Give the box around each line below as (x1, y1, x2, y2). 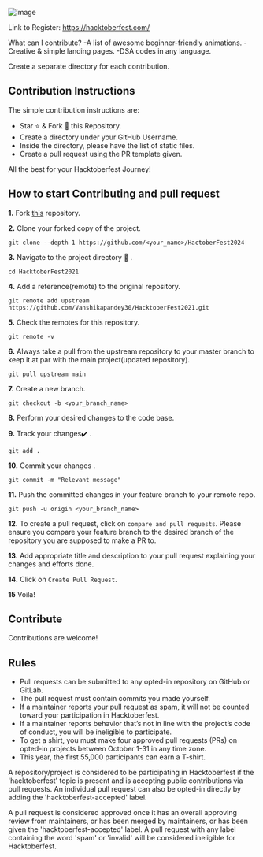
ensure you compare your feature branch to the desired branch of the (8, 527, 235, 536)
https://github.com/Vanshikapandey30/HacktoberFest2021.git (8, 303, 210, 311)
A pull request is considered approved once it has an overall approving (8, 808, 238, 818)
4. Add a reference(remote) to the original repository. (8, 281, 181, 291)
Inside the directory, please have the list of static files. (19, 140, 195, 150)
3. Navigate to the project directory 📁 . (8, 252, 133, 262)
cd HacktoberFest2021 (8, 268, 80, 276)
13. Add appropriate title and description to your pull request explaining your (8, 551, 256, 560)
